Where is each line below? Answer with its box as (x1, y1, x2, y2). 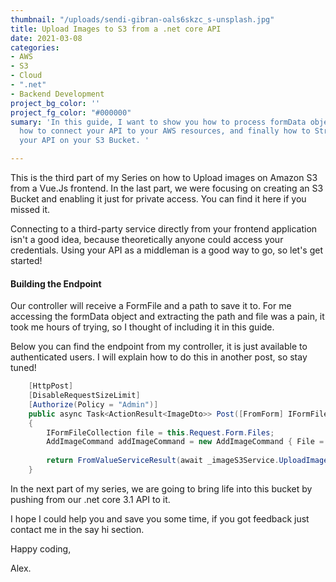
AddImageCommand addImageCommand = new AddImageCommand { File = (46, 437, 325, 447)
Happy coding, (10, 542, 72, 555)
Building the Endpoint (10, 277, 102, 290)
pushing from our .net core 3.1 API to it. (10, 493, 171, 505)
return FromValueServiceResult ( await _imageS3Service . (46, 456, 280, 466)
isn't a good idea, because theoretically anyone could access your (10, 234, 284, 245)
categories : (10, 42, 60, 53)
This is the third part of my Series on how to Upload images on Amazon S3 (10, 172, 318, 183)
